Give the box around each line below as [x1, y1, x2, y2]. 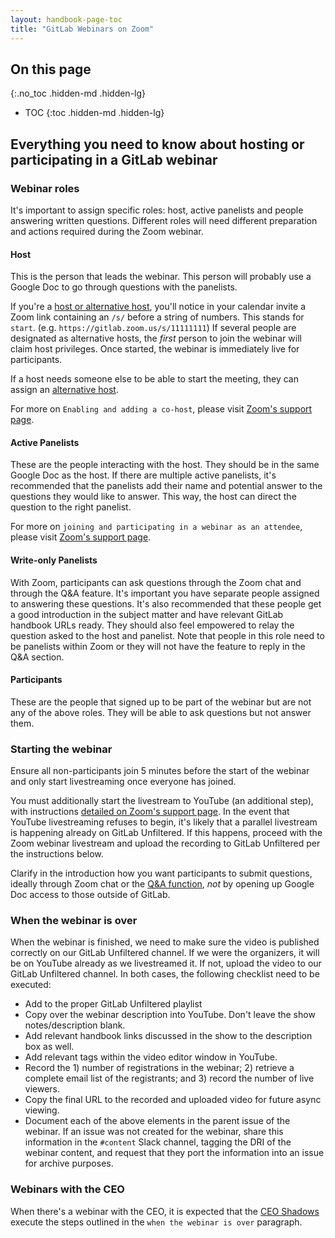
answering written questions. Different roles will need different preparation [10, 215, 318, 226]
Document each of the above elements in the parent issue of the [24, 1115, 291, 1127]
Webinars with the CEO [10, 1182, 125, 1196]
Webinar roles [10, 181, 80, 195]
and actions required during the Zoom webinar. [10, 226, 204, 237]
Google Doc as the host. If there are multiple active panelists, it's [10, 469, 277, 481]
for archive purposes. [24, 1157, 114, 1170]
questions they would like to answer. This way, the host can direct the [10, 491, 297, 503]
